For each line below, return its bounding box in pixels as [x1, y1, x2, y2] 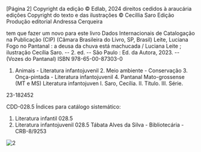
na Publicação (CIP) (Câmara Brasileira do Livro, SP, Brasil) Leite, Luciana [6, 36, 188, 43]
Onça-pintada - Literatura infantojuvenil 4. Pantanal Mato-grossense [14, 74, 185, 80]
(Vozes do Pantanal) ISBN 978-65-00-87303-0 [6, 55, 123, 62]
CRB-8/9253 [14, 128, 47, 135]
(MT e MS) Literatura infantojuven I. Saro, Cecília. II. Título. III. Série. [14, 80, 184, 87]
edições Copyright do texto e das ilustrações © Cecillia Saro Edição [6, 11, 175, 19]
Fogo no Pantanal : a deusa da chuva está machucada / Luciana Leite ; [6, 42, 182, 49]
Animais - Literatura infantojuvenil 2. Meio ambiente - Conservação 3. [14, 67, 188, 74]
